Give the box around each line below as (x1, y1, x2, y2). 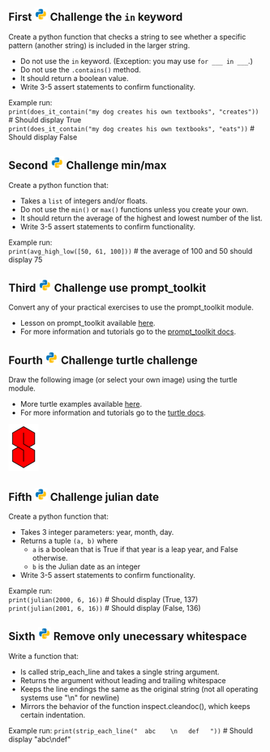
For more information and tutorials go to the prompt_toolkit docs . (19, 327, 237, 336)
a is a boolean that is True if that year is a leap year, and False (32, 545, 238, 554)
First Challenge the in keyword (8, 11, 183, 24)
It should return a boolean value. (19, 73, 129, 83)
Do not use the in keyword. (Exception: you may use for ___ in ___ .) (19, 56, 253, 66)
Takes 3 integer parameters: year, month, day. (19, 528, 174, 537)
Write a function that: (8, 651, 79, 660)
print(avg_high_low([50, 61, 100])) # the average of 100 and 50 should (8, 246, 253, 255)
